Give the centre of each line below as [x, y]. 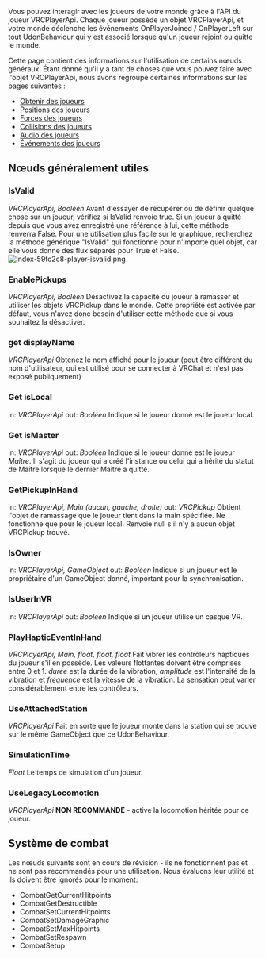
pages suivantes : [37, 86]
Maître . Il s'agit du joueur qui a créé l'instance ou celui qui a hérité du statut [131, 460]
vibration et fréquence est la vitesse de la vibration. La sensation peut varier [132, 680]
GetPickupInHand [43, 490]
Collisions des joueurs [56, 127]
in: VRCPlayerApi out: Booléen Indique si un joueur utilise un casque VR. [126, 616]
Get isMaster [34, 435]
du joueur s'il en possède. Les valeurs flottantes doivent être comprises [125, 663]
